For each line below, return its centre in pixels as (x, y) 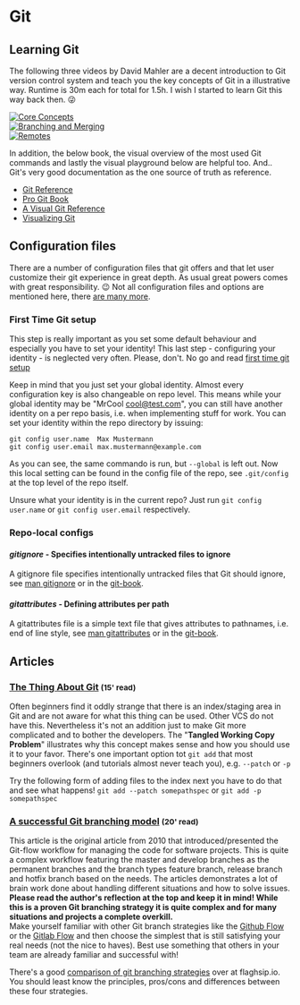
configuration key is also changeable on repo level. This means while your (146, 395)
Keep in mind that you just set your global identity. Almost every (126, 385)
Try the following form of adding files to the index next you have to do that (146, 781)
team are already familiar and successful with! (94, 955)
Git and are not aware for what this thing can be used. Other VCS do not (142, 716)
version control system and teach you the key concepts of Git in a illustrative (150, 81)
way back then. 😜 (42, 99)
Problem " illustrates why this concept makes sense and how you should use (150, 745)
